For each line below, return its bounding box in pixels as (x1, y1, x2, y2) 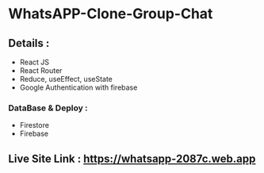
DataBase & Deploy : (8, 102, 89, 113)
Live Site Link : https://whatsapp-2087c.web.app (8, 152, 256, 165)
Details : (8, 37, 50, 50)
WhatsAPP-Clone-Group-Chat (8, 5, 213, 23)
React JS (19, 57, 50, 67)
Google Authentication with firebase (19, 83, 138, 92)
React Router (19, 66, 63, 75)
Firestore (19, 121, 50, 130)
